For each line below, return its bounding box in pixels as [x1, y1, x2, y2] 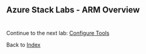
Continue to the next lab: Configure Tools [6, 29, 109, 36]
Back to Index [6, 41, 41, 48]
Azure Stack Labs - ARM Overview [6, 5, 140, 15]
